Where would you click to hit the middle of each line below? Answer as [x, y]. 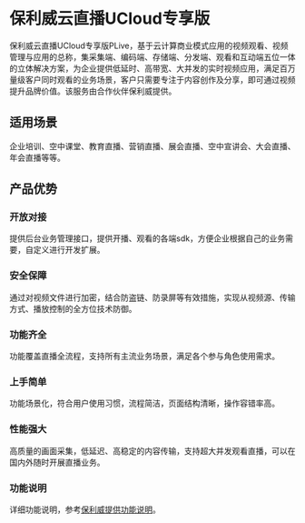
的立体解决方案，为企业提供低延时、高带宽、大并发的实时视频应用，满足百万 [152, 68]
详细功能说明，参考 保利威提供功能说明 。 [85, 509]
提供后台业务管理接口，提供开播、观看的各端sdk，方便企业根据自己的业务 [148, 238]
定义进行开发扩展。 [69, 250]
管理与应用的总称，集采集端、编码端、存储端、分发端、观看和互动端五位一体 [152, 56]
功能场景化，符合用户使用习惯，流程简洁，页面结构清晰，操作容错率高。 [144, 403]
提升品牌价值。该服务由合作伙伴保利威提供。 [93, 91]
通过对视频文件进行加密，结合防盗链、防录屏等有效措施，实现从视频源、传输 [152, 297]
